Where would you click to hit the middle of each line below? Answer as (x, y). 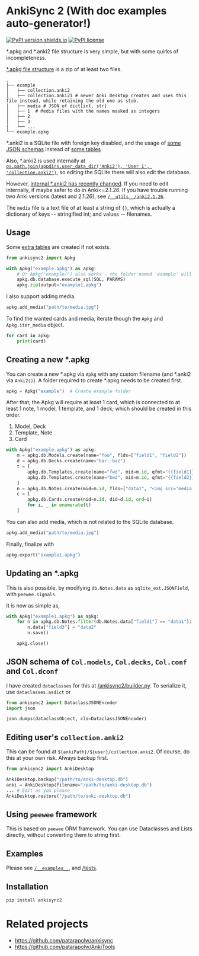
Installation (27, 886)
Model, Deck (30, 426)
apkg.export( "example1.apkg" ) (44, 555)
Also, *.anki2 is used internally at (46, 161)
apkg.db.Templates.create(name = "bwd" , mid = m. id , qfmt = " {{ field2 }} (111, 477)
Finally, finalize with (30, 544)
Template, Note (33, 433)
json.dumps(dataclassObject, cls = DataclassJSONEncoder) (76, 719)
